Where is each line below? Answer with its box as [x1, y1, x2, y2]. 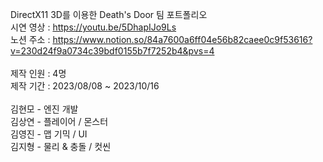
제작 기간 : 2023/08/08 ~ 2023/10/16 [10, 80, 160, 92]
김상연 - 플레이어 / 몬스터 [10, 116, 109, 127]
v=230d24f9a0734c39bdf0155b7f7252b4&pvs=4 [10, 45, 215, 57]
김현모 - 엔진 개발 [10, 103, 79, 115]
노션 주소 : [10, 34, 51, 45]
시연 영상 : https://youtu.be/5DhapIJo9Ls [10, 21, 177, 33]
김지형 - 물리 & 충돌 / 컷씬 [10, 141, 112, 152]
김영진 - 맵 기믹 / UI [10, 128, 88, 140]
